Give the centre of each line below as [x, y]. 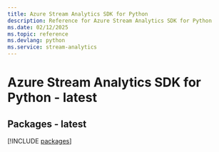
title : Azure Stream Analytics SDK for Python [78, 14]
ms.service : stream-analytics [52, 47]
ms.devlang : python [36, 41]
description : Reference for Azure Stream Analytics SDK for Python [110, 21]
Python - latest [52, 98]
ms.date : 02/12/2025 [38, 27]
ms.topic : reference [38, 34]
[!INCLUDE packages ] [40, 141]
